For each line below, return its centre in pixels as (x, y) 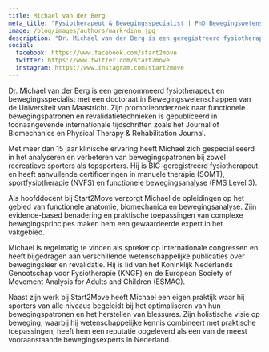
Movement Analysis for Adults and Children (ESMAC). (97, 282)
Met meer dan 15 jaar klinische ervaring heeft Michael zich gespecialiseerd (131, 148)
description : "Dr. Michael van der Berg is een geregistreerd (114, 38)
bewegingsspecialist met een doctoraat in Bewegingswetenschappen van (130, 99)
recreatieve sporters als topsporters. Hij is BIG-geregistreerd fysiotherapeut (133, 166)
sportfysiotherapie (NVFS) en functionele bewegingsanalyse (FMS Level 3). (133, 182)
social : (21, 46)
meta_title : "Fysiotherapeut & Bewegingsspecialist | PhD (107, 23)
